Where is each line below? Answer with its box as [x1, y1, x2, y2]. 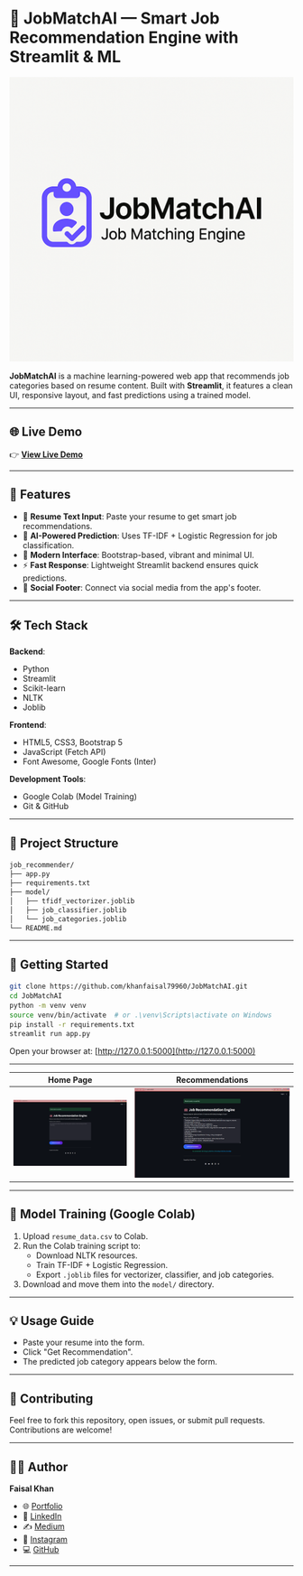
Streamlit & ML [9, 47, 122, 67]
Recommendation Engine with [9, 27, 239, 48]
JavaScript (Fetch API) [22, 747, 106, 758]
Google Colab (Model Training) [22, 791, 138, 802]
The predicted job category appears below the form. [22, 1357, 218, 1367]
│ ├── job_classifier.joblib [9, 906, 127, 915]
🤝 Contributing [9, 1391, 94, 1406]
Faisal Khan [9, 1483, 54, 1494]
